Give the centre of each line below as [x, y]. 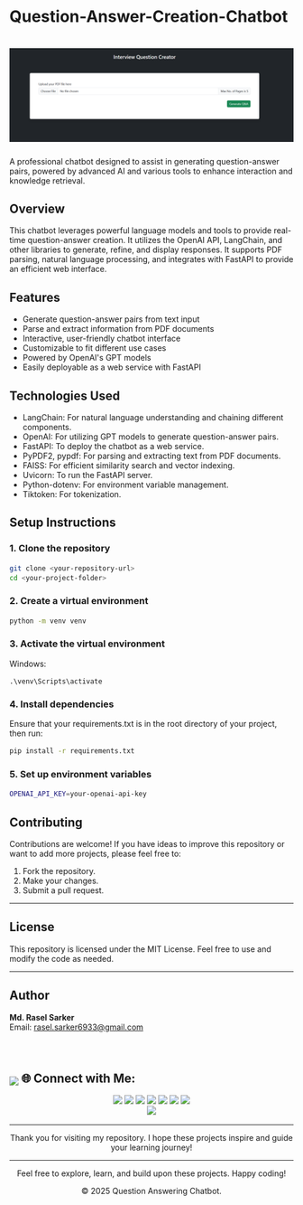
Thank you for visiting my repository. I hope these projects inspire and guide [151, 1138]
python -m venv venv [48, 621]
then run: [26, 733]
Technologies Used [64, 395]
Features [35, 297]
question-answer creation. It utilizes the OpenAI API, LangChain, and [155, 240]
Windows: [28, 664]
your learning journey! [151, 1148]
